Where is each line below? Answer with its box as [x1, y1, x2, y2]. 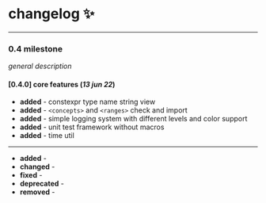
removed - [19, 187, 55, 197]
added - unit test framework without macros [19, 122, 165, 132]
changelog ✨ [8, 5, 95, 23]
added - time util [19, 131, 75, 140]
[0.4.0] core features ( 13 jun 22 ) [8, 79, 116, 89]
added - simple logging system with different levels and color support [19, 114, 248, 124]
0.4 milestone [8, 43, 63, 54]
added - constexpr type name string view [19, 97, 156, 107]
